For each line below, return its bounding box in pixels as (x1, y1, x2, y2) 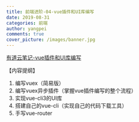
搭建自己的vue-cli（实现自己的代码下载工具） (14, 102, 128, 109)
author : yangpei (6, 25, 47, 32)
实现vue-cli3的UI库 (14, 94, 63, 102)
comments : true (6, 31, 45, 37)
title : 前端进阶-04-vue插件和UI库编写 (6, 8, 94, 15)
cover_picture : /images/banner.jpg (6, 37, 96, 43)
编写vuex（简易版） (14, 79, 64, 87)
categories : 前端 (6, 20, 48, 26)
